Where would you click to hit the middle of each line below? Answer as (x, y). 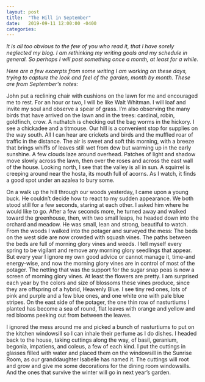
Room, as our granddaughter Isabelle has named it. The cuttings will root (98, 359)
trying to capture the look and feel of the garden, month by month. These (99, 77)
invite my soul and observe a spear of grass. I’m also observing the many (98, 109)
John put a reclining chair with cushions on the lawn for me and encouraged (102, 96)
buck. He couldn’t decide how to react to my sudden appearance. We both (100, 198)
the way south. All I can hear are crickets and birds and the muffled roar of (100, 135)
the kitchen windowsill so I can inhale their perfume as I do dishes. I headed (102, 334)
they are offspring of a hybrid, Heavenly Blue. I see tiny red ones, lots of (97, 289)
